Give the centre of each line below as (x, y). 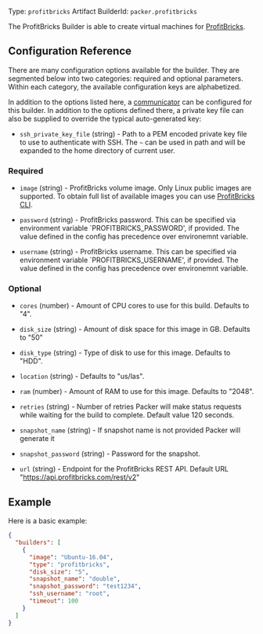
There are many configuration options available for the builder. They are (124, 70)
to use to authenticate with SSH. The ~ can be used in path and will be (132, 142)
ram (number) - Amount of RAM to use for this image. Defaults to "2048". (137, 392)
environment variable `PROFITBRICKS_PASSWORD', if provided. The (130, 228)
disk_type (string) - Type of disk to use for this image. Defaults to (125, 353)
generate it (37, 439)
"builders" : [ (38, 543)
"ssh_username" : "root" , (69, 594)
